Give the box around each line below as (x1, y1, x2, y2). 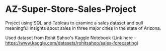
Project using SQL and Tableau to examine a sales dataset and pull (5, 20, 143, 26)
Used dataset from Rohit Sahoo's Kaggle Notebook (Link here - (5, 35, 136, 41)
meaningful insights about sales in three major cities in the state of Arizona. (5, 25, 161, 31)
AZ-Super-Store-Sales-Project (5, 3, 136, 15)
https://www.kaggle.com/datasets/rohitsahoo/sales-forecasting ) (5, 40, 139, 46)
